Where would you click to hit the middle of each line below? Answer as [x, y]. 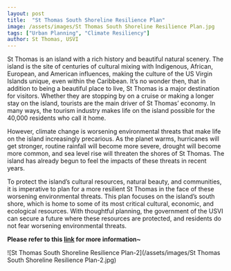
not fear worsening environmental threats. [67, 226]
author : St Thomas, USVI [43, 40]
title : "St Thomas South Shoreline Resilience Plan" [86, 20]
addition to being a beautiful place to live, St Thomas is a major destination [113, 89]
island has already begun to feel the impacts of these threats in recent [107, 161]
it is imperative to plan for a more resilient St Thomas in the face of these [111, 189]
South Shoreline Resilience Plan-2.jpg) [62, 260]
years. [16, 168]
